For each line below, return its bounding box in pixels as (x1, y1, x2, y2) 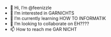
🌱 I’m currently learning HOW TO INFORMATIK (10, 15, 106, 21)
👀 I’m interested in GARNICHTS (10, 10, 74, 16)
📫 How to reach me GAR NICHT (10, 26, 77, 32)
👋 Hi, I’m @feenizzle (10, 5, 52, 10)
